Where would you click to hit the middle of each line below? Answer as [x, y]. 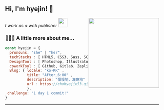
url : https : [40, 84]
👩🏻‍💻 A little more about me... [40, 38]
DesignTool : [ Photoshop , [37, 62]
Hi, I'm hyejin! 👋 [29, 9]
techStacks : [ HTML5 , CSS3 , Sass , [46, 57]
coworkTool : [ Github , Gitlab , [42, 66]
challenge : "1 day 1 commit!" [38, 93]
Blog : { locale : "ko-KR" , [37, 71]
